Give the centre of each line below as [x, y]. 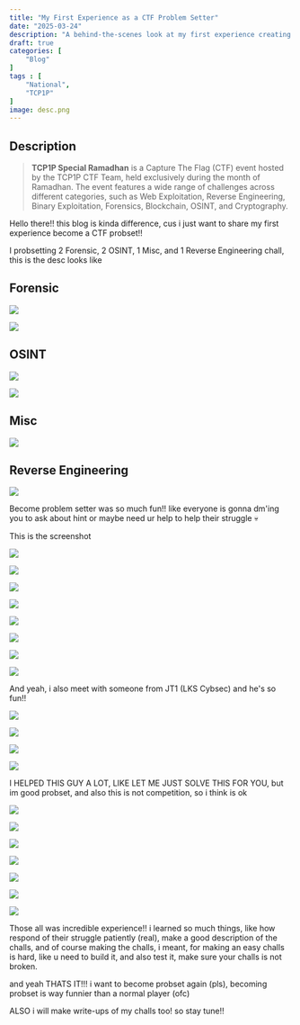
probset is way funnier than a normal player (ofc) [100, 994]
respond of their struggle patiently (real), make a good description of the [144, 938]
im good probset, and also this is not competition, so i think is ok [128, 793]
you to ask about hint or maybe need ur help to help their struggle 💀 [134, 518]
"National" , [48, 85]
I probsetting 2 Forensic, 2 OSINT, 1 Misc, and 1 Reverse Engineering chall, [147, 251]
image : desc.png [40, 110]
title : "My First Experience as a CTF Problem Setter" [114, 18]
